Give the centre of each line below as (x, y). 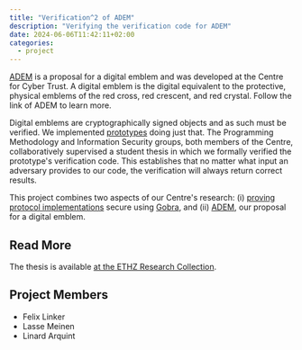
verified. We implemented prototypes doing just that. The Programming (142, 132)
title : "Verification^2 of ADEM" (72, 18)
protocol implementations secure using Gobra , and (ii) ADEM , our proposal (148, 207)
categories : (32, 43)
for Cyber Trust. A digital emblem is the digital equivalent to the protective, (148, 86)
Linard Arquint (49, 336)
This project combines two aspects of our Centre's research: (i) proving (142, 198)
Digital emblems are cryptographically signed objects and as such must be (148, 123)
